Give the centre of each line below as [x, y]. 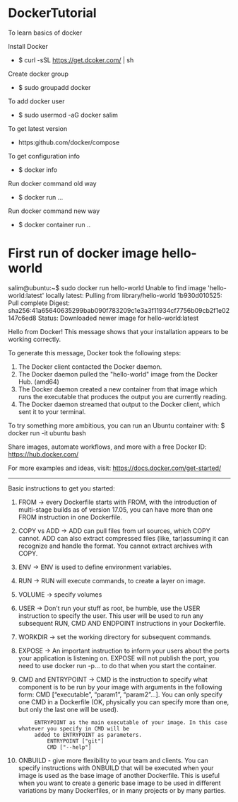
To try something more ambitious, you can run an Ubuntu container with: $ [117, 425]
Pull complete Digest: [39, 303]
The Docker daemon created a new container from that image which [118, 389]
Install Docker [28, 46]
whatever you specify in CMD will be [74, 728]
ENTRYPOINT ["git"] [76, 741]
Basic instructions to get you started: [61, 488]
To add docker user [37, 101]
